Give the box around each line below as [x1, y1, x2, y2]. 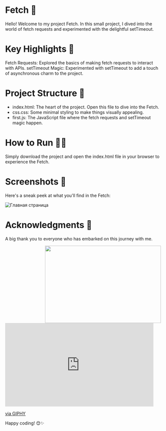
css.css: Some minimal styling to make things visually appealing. [12, 109, 144, 115]
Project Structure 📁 [5, 88, 85, 99]
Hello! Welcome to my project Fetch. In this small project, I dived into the [5, 21, 152, 27]
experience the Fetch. [5, 158, 50, 165]
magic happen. [12, 120, 43, 126]
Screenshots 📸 [5, 176, 67, 187]
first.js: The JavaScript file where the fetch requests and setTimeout [12, 114, 151, 120]
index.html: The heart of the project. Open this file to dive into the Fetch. [12, 104, 160, 110]
